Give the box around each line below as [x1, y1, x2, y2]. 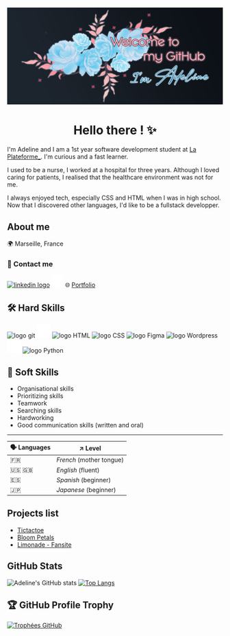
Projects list [7, 508, 60, 519]
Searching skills [16, 406, 62, 415]
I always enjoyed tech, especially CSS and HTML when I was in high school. [7, 193, 221, 202]
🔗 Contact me [7, 259, 53, 269]
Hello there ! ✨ [73, 122, 157, 138]
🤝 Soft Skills [7, 366, 60, 378]
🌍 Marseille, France [7, 239, 64, 248]
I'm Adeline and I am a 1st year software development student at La [7, 145, 196, 154]
